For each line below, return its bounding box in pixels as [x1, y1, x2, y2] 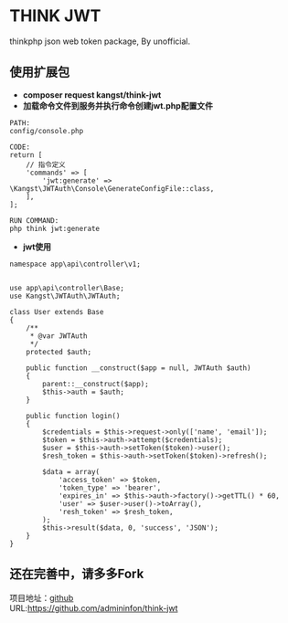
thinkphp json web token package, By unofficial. [9, 36, 191, 47]
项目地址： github [9, 592, 74, 603]
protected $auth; [26, 347, 92, 356]
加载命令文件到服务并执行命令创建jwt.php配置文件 [22, 100, 213, 111]
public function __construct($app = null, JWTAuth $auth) [26, 363, 251, 373]
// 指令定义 [26, 160, 66, 169]
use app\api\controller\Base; [9, 283, 125, 292]
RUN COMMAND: [9, 216, 59, 225]
